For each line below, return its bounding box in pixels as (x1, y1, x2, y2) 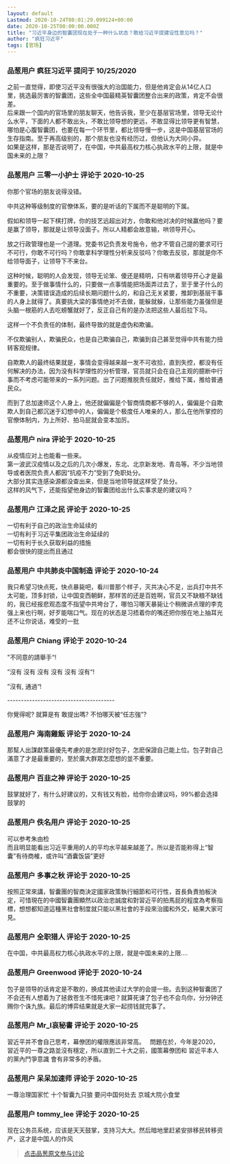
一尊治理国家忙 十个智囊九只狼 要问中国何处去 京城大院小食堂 (7, 1091, 180, 1099)
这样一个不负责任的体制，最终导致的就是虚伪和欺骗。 (7, 320, 157, 328)
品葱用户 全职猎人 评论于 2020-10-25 (7, 932, 131, 942)
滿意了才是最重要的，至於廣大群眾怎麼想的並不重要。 (7, 755, 157, 763)
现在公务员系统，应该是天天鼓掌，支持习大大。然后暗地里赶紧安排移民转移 (7, 1126, 217, 1134)
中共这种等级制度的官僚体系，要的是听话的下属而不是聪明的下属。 (7, 202, 193, 210)
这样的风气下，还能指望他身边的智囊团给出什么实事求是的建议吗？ (7, 486, 193, 494)
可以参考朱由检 (7, 834, 49, 843)
